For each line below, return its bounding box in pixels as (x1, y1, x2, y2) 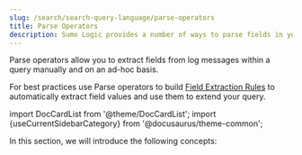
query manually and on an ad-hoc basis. (9, 64, 159, 75)
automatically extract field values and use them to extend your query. (9, 91, 266, 102)
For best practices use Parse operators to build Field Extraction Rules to (9, 82, 276, 93)
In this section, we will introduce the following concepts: (9, 136, 218, 147)
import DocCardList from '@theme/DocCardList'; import (9, 109, 217, 120)
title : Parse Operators (9, 22, 99, 31)
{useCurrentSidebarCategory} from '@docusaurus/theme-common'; (9, 118, 263, 129)
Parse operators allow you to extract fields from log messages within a (9, 55, 271, 66)
